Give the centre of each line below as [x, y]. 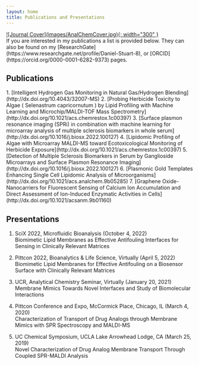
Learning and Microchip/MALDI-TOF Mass [58, 112]
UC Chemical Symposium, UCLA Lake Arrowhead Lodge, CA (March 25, [103, 337]
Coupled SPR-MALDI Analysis [51, 356]
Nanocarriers [22, 188]
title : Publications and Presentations [56, 17]
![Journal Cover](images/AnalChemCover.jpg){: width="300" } [82, 34]
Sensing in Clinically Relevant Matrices [62, 246]
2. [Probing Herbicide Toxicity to [140, 99]
